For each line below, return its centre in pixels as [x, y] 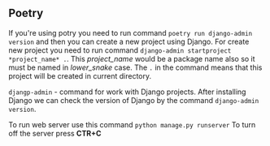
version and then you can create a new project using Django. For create [129, 41]
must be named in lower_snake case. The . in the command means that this [135, 67]
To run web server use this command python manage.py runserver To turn [132, 124]
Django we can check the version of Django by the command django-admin [134, 100]
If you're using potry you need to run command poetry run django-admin [131, 32]
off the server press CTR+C [55, 133]
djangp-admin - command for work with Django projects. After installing [127, 92]
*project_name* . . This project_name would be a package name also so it [132, 58]
